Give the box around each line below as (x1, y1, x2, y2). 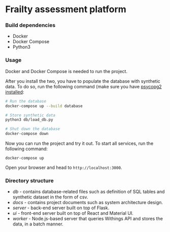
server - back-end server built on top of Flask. (12, 205, 110, 211)
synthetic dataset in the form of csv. (12, 194, 88, 200)
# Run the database (5, 98, 47, 104)
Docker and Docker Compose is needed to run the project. (5, 68, 128, 74)
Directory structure (5, 177, 54, 184)
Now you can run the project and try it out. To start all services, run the (5, 141, 154, 147)
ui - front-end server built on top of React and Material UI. (12, 210, 133, 216)
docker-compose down (5, 131, 49, 137)
